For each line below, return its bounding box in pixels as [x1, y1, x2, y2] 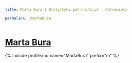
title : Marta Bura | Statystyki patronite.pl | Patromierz [5, 7, 128, 12]
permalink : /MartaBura [5, 16, 51, 21]
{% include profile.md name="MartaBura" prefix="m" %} [5, 53, 119, 59]
